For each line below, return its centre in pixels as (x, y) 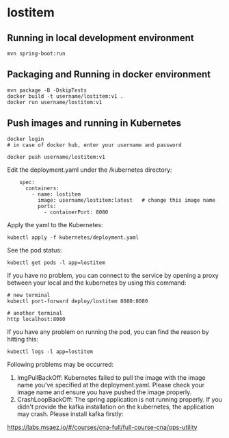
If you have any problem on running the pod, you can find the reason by (108, 332)
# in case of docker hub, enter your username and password (95, 145)
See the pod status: (35, 250)
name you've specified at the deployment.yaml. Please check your (111, 385)
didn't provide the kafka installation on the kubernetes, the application (116, 407)
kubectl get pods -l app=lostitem (56, 262)
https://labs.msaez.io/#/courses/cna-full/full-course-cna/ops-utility (102, 427)
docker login (26, 139)
